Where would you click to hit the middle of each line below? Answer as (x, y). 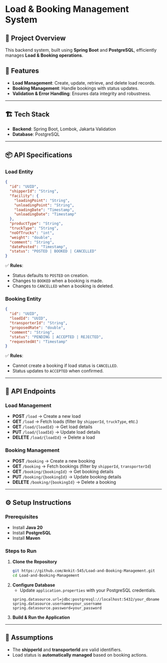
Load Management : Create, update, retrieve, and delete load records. (84, 83)
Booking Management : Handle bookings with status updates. (76, 88)
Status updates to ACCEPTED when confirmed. (58, 371)
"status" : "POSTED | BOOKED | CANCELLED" (53, 251)
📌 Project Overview (36, 38)
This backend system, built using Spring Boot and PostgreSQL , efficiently (81, 50)
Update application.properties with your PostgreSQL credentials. (88, 590)
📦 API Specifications (39, 155)
